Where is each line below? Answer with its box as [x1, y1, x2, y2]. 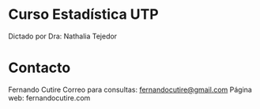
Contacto [8, 59, 71, 77]
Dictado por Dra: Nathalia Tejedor [8, 31, 117, 41]
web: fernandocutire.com [8, 93, 91, 103]
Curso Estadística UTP [8, 5, 160, 24]
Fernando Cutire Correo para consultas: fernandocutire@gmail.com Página [8, 85, 253, 94]
